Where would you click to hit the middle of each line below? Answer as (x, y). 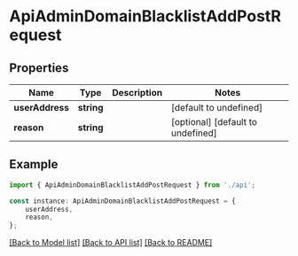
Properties (39, 68)
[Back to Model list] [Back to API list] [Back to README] (111, 243)
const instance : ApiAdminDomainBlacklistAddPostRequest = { (123, 201)
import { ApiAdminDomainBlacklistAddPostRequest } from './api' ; (132, 185)
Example (34, 164)
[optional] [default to (214, 122)
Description (137, 93)
